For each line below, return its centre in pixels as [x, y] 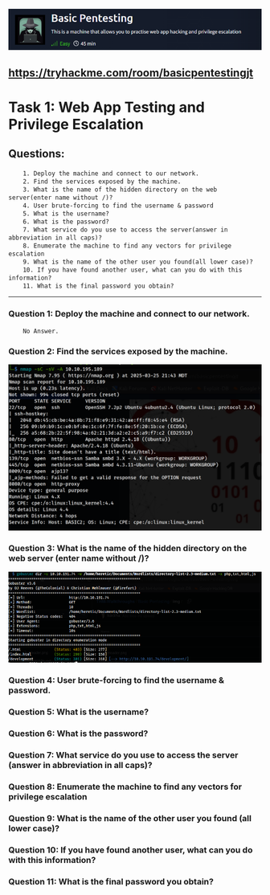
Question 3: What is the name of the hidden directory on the [128, 549]
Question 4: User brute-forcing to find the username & [117, 680]
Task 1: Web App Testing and [106, 107]
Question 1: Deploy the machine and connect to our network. [129, 313]
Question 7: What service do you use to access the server [123, 755]
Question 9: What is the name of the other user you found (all [130, 819]
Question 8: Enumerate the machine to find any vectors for [125, 787]
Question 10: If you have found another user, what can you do [131, 850]
